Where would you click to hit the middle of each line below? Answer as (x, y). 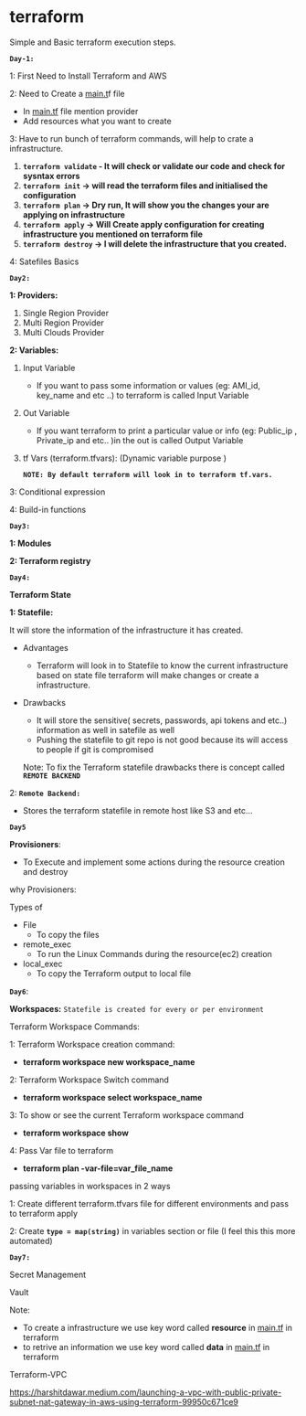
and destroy (45, 871)
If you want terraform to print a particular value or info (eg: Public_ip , (167, 431)
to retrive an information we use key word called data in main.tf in (146, 1347)
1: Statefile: (32, 612)
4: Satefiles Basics (44, 261)
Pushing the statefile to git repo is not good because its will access (162, 740)
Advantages (45, 647)
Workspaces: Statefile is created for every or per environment (137, 1008)
